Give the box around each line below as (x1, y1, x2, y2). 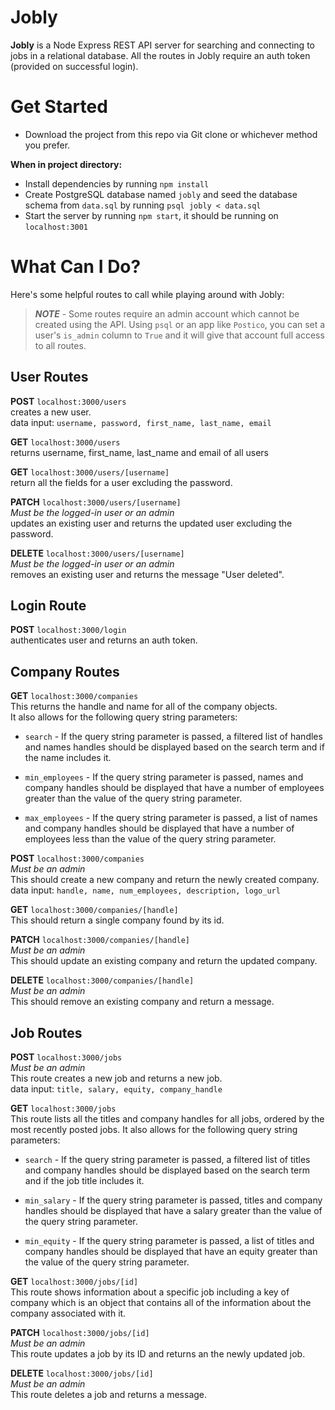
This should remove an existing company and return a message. (10, 996, 275, 1008)
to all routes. (34, 339, 87, 351)
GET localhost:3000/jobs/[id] (10, 1276, 139, 1288)
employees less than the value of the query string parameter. (24, 833, 277, 845)
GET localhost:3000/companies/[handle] (10, 904, 179, 916)
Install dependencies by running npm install (24, 177, 210, 190)
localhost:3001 (24, 222, 89, 232)
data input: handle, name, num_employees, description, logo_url (10, 884, 281, 896)
